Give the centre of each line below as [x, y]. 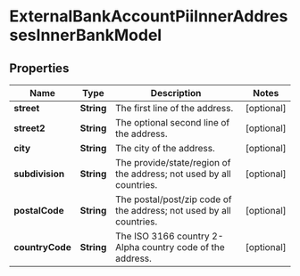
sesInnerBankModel [86, 35]
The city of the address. [166, 148]
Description [176, 93]
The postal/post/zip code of [174, 199]
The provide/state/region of [173, 162]
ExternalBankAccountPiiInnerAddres [149, 16]
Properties [39, 68]
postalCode [39, 211]
